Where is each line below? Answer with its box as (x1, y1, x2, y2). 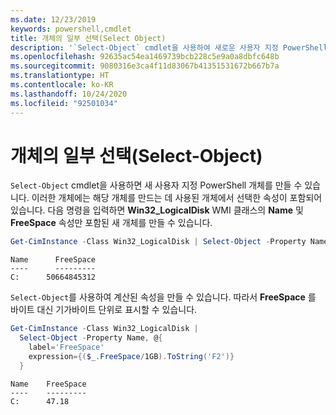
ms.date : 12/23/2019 (10, 14, 97, 25)
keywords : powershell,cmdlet (10, 24, 132, 34)
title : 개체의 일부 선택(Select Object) (10, 33, 167, 43)
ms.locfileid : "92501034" (10, 98, 118, 108)
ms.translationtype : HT (10, 71, 110, 81)
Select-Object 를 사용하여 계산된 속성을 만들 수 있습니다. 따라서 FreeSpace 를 (10, 291, 317, 303)
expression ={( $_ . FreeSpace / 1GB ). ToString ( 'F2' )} (28, 351, 235, 361)
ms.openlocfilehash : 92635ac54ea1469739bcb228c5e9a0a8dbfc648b (10, 52, 280, 62)
